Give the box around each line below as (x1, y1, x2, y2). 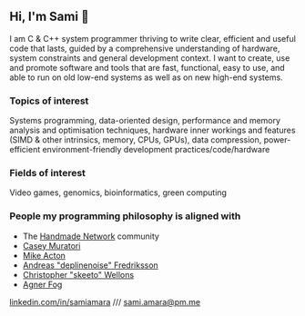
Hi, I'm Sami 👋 (9, 9, 89, 25)
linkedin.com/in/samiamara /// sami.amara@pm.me (9, 296, 201, 307)
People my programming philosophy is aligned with (9, 210, 241, 222)
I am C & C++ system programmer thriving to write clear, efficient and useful (9, 33, 296, 44)
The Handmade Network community (22, 231, 159, 242)
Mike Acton (22, 250, 66, 261)
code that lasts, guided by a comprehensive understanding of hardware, (9, 43, 280, 54)
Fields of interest (9, 167, 86, 180)
